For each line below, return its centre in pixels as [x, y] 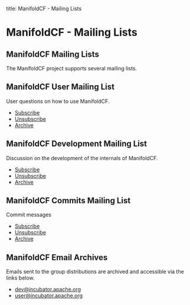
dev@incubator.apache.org [48, 290]
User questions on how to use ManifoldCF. [58, 101]
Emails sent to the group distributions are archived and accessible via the [95, 272]
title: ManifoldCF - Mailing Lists [44, 9]
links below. [20, 278]
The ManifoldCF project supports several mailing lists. [72, 68]
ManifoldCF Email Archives [57, 257]
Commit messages [29, 215]
